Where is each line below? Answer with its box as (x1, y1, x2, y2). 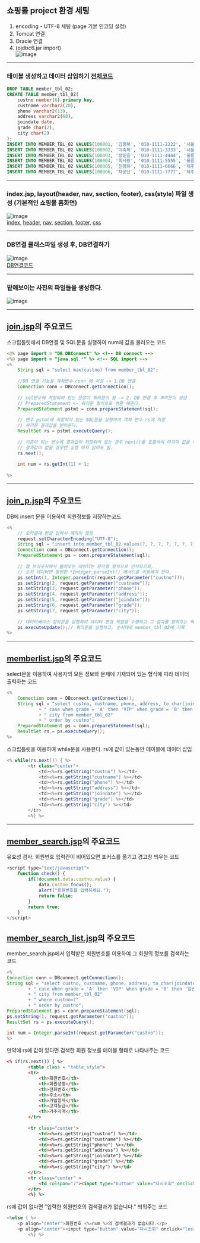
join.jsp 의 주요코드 (7, 322, 73, 332)
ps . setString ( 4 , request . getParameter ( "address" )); (17, 591, 148, 597)
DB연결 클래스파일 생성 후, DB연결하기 (7, 241, 110, 249)
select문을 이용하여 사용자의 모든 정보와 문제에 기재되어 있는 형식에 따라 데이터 (7, 671, 189, 678)
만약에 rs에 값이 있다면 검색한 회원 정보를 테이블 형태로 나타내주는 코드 (7, 1047, 170, 1054)
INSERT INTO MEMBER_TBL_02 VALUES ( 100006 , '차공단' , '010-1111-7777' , (7, 169, 182, 175)
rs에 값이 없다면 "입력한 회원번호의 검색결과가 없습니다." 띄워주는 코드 (7, 1203, 168, 1210)
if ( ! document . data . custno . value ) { (28, 876, 116, 883)
